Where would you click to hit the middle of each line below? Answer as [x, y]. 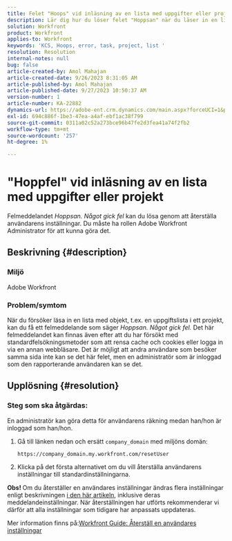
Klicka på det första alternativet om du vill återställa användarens [109, 466]
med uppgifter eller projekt [86, 197]
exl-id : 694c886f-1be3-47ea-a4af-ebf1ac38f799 [75, 116]
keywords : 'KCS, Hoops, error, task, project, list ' [86, 46]
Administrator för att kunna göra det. [59, 231]
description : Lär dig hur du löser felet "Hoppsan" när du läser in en [112, 20]
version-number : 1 [33, 97]
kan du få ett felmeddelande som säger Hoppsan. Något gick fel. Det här [110, 328]
